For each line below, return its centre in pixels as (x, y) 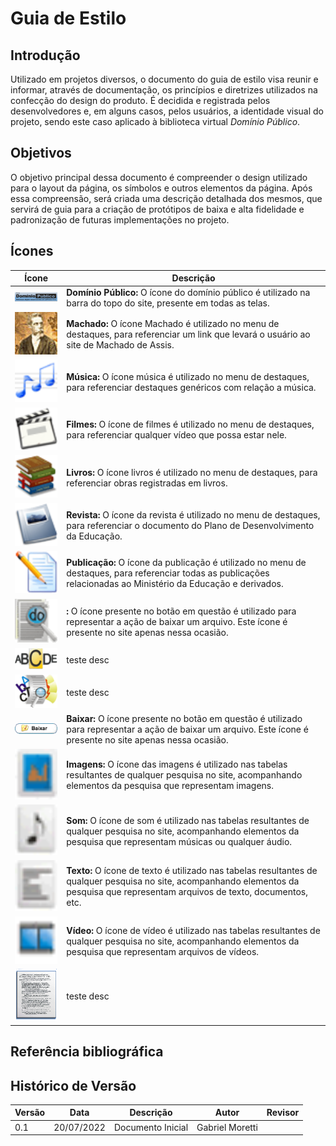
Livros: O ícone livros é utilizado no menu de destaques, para (192, 472)
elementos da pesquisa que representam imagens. (170, 786)
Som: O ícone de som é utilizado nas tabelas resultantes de (188, 820)
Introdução (45, 55)
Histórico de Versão (73, 1085)
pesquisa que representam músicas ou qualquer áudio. (179, 841)
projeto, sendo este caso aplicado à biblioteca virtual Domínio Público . (155, 121)
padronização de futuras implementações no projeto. (120, 219)
